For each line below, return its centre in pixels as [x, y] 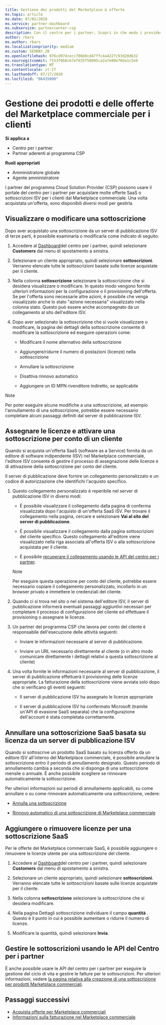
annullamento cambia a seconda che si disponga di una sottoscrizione [77, 768]
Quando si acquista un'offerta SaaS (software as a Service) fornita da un [79, 451]
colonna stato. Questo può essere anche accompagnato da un [76, 307]
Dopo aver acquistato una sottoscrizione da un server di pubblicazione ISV [81, 231]
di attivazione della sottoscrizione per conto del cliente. [61, 466]
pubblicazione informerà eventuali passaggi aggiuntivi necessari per [82, 607]
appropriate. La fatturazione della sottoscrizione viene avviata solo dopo [86, 682]
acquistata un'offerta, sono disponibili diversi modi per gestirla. [69, 203]
